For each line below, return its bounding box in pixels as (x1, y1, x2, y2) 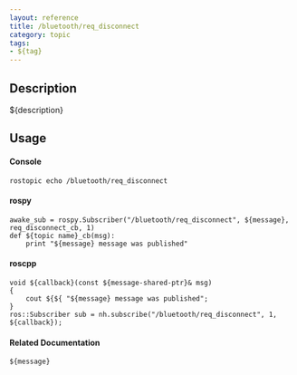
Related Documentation (9, 337, 101, 348)
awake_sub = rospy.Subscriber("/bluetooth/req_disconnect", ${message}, (9, 215, 290, 225)
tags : (9, 38, 30, 48)
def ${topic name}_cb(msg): (9, 231, 116, 240)
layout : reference (9, 13, 79, 23)
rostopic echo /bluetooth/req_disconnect (9, 176, 168, 186)
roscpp (9, 258, 37, 269)
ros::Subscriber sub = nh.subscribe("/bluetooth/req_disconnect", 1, (9, 310, 278, 319)
